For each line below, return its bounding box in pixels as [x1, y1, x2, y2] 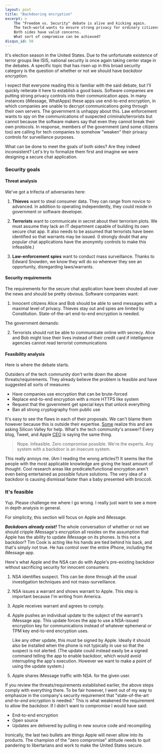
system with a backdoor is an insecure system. [16, 446, 111, 452]
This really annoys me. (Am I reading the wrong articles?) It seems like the [5, 456, 153, 462]
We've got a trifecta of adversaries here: [5, 188, 86, 195]
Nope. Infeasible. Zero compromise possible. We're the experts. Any [16, 441, 154, 447]
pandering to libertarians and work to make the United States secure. [5, 742, 143, 748]
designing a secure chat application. [5, 154, 78, 160]
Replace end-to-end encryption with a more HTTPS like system [12, 396, 139, 402]
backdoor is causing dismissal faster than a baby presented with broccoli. [5, 476, 153, 482]
